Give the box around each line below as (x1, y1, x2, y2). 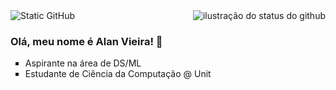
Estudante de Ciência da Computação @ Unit (24, 68, 212, 80)
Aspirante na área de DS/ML (24, 57, 142, 69)
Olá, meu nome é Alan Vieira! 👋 (10, 34, 163, 48)
